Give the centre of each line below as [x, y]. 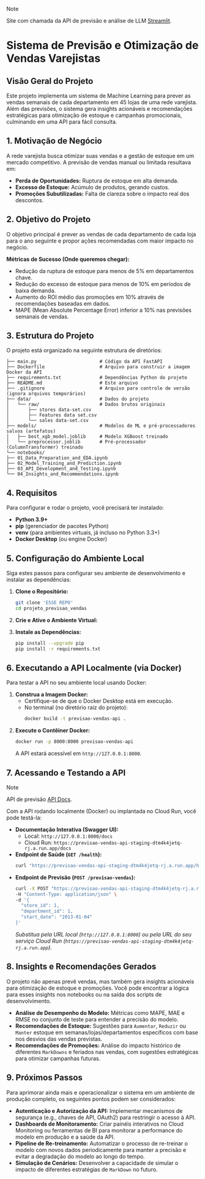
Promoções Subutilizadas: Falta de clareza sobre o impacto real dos [102, 194]
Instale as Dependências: [48, 632]
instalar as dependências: [39, 580]
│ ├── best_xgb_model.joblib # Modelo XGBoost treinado [87, 437]
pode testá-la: [24, 818]
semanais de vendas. [42, 316]
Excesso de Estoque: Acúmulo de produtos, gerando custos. [92, 187]
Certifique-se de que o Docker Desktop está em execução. [99, 701]
